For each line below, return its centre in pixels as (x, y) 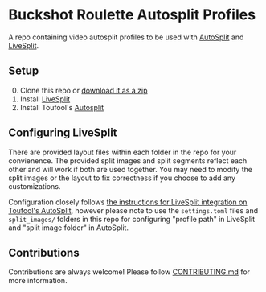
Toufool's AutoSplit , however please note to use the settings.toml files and (133, 210)
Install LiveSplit (45, 99)
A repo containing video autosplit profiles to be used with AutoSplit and (126, 37)
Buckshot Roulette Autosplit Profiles (132, 15)
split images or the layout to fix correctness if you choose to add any (122, 178)
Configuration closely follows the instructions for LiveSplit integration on (128, 202)
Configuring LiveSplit (63, 133)
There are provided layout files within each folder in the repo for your (123, 152)
